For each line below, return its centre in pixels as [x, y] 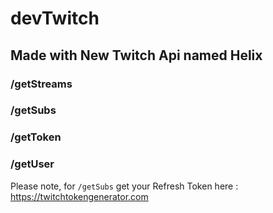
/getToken [36, 137]
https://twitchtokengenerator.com [79, 196]
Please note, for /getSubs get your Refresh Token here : [124, 186]
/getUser [32, 164]
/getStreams [41, 84]
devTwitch [55, 18]
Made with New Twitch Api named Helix [136, 55]
